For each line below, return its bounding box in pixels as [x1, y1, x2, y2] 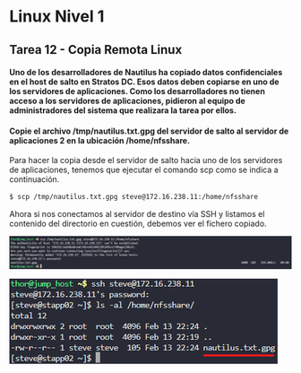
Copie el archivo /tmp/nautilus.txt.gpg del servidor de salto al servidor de [9, 126, 289, 136]
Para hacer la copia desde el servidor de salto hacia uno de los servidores [9, 155, 283, 166]
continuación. [9, 174, 60, 185]
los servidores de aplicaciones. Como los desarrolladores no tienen [9, 86, 266, 97]
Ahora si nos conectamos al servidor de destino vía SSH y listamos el [9, 209, 265, 220]
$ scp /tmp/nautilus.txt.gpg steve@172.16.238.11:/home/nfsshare [9, 193, 258, 202]
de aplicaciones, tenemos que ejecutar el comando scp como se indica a [9, 164, 279, 176]
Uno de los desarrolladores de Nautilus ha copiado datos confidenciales [9, 67, 283, 78]
